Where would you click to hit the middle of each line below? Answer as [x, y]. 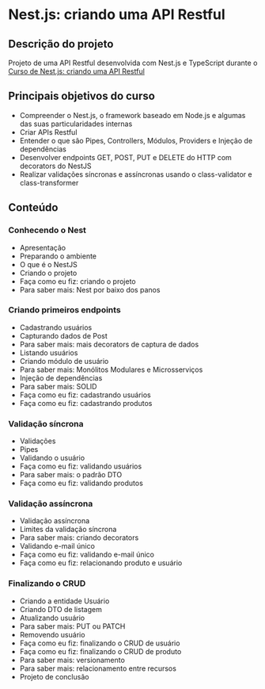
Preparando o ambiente [58, 256]
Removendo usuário [52, 634]
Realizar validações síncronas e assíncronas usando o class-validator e [136, 174]
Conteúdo [33, 208]
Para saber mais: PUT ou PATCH [72, 626]
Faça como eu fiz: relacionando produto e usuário [101, 563]
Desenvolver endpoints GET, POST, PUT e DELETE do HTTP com [125, 157]
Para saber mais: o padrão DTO [71, 475]
